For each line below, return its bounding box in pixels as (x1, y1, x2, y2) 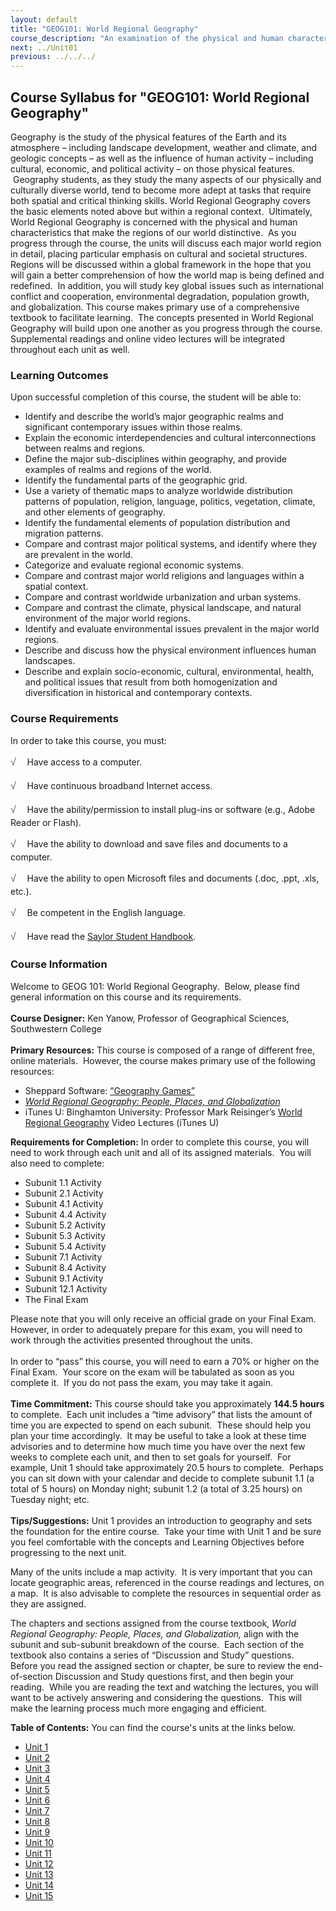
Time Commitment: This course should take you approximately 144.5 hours (10, 1397, 325, 1410)
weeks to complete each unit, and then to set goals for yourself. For (10, 1451, 292, 1463)
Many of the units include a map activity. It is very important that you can (10, 1566, 313, 1578)
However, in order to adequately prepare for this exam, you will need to (10, 1323, 303, 1335)
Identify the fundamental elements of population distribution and (24, 517, 291, 529)
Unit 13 (24, 1868, 54, 1880)
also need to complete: (10, 1157, 105, 1169)
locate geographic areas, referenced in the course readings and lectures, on (10, 1576, 325, 1588)
